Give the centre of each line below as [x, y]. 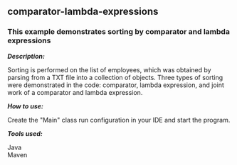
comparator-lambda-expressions [83, 12]
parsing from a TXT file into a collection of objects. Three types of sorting [115, 77]
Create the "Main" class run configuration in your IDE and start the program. [119, 120]
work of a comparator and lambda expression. [75, 92]
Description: [26, 56]
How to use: [26, 106]
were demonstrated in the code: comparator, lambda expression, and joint [116, 85]
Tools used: [25, 133]
